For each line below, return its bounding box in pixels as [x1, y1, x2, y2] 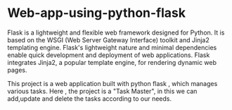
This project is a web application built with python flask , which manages [7, 79, 218, 87]
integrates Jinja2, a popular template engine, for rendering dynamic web [7, 58, 217, 66]
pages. [7, 66, 27, 74]
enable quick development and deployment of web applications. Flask [7, 51, 210, 59]
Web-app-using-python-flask [7, 5, 186, 21]
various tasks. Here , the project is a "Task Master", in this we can [7, 87, 198, 95]
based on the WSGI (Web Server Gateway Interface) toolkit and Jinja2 [7, 35, 210, 44]
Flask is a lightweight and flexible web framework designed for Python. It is [7, 28, 225, 37]
